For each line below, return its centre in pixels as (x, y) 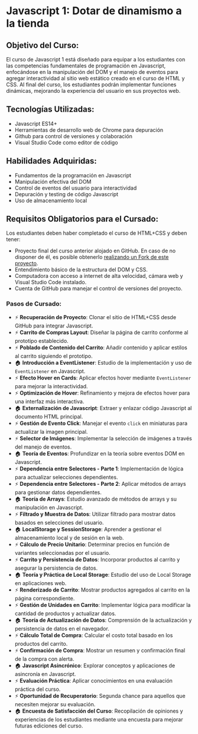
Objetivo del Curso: (43, 45)
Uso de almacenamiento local (51, 200)
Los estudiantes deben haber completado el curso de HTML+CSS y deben (97, 233)
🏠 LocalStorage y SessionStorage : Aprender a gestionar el (88, 529)
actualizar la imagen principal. (51, 431)
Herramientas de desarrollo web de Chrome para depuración (89, 130)
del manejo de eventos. (43, 447)
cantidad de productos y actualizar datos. (65, 613)
